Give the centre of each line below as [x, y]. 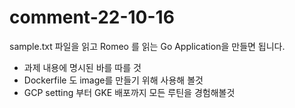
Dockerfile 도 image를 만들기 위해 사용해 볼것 [113, 80]
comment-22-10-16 [92, 17]
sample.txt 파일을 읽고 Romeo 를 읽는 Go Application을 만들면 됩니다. [147, 46]
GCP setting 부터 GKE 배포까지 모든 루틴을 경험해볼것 [129, 92]
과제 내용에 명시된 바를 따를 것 [82, 67]
